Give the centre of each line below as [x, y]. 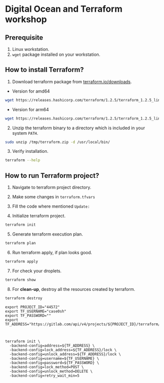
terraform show [20, 280]
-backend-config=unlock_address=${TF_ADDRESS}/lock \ [65, 354]
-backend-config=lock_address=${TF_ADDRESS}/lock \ [63, 350]
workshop [26, 19]
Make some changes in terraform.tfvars [53, 197]
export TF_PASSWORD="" [28, 315]
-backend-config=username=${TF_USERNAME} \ [54, 359]
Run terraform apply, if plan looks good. [52, 252]
